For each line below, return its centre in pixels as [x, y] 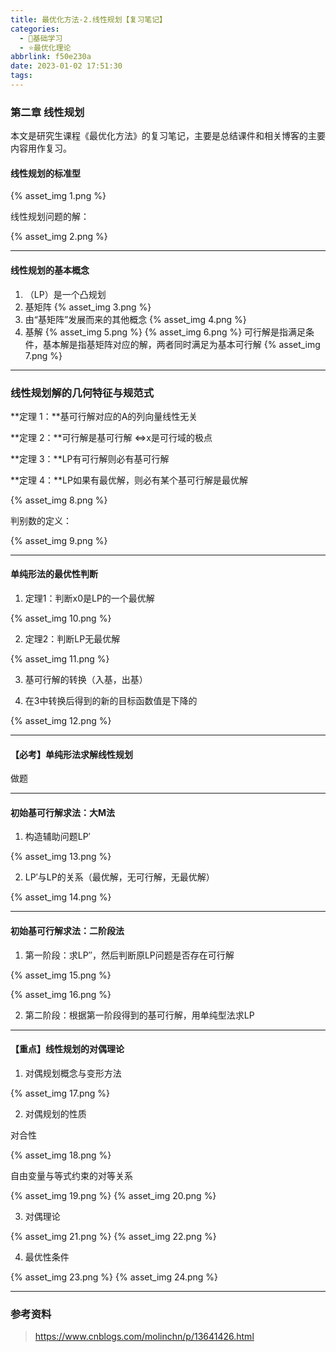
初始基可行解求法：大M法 [63, 812]
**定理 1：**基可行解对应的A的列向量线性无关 [104, 416]
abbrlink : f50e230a [51, 57]
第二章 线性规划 [47, 112]
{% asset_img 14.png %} [61, 897]
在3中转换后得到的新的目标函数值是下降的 [111, 701]
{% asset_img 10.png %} [61, 618]
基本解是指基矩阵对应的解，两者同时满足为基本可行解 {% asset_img [181, 344]
